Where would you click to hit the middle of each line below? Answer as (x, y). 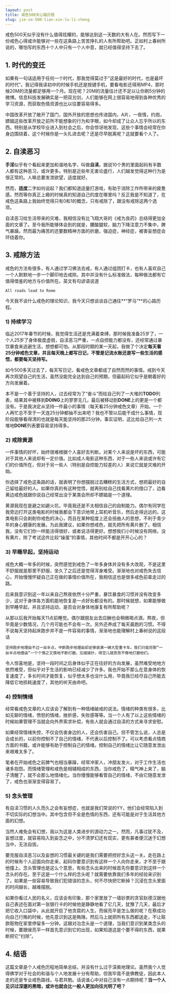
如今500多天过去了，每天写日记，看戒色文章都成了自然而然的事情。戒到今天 (85, 370)
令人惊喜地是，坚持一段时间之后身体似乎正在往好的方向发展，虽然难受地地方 (85, 663)
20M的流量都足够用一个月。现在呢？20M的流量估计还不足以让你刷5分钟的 (87, 91)
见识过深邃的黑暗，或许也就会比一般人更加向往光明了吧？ (65, 986)
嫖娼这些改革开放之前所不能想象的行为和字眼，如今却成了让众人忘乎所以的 (83, 121)
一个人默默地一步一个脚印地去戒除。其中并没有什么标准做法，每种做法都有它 (85, 275)
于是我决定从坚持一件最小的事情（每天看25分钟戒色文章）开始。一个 (90, 407)
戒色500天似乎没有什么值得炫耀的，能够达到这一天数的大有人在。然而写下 (83, 35)
